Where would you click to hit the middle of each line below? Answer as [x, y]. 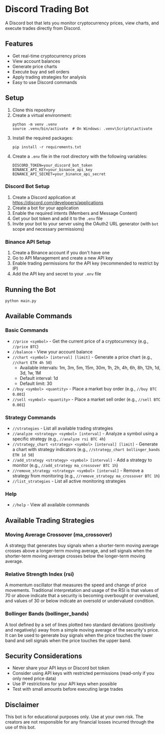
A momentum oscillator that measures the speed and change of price [76, 585]
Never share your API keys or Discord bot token [61, 668]
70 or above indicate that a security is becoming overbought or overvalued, [82, 596]
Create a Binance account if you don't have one [61, 253]
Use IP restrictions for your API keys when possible [65, 684]
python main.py [21, 301]
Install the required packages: [43, 138]
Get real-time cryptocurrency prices [49, 56]
